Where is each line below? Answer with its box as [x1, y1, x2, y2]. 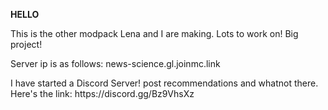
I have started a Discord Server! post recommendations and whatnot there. [10, 77, 319, 89]
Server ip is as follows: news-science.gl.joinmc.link [10, 58, 221, 69]
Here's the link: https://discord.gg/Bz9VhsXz [10, 88, 195, 99]
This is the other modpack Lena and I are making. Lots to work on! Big [10, 28, 299, 39]
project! [10, 39, 43, 50]
